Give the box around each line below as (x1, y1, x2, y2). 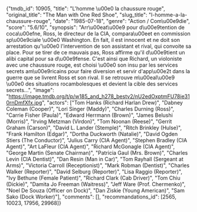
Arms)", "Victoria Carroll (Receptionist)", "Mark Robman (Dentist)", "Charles (6, 162, 190, 169)
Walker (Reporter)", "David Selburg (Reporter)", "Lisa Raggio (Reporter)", (6, 168, 183, 175)
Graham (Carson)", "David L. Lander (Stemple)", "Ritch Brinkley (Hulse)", (6, 124, 182, 131)
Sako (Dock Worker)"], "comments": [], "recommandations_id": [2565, (6, 193, 177, 200)
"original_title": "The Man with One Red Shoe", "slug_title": (6, 11, 147, 18)
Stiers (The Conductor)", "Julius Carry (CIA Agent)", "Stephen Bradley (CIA (6, 137, 188, 143)
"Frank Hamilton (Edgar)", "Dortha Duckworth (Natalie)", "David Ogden (6, 131, 178, 138)
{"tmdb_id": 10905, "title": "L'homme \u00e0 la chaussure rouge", (6, 5, 165, 12)
